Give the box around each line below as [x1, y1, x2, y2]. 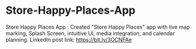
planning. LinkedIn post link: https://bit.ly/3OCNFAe [5, 36, 132, 43]
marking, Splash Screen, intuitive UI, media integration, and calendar [5, 29, 175, 36]
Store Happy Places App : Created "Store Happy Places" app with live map [5, 23, 190, 30]
